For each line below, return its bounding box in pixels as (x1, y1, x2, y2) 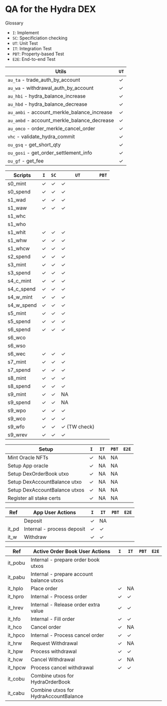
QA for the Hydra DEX (5, 3, 96, 15)
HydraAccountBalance (30, 693, 83, 700)
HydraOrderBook (30, 678, 71, 685)
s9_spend (7, 399, 31, 406)
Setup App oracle (7, 462, 49, 469)
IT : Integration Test (12, 45, 52, 51)
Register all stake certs (7, 495, 61, 502)
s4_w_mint (7, 293, 33, 300)
